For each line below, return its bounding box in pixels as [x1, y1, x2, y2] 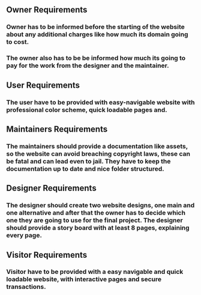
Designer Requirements [6, 183, 97, 193]
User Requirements [6, 80, 80, 90]
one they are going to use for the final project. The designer [6, 216, 183, 225]
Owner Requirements [6, 5, 88, 15]
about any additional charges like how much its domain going [6, 30, 188, 38]
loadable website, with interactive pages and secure [6, 275, 162, 284]
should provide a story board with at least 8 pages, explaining [6, 224, 190, 232]
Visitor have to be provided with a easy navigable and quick [6, 267, 184, 276]
